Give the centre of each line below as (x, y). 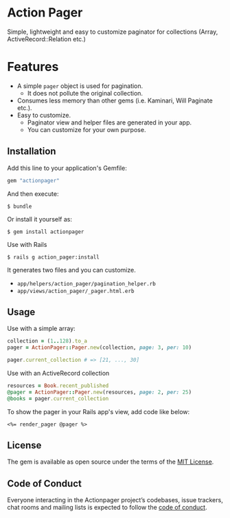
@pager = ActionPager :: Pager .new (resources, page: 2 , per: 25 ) (100, 392)
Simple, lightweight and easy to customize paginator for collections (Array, (113, 32)
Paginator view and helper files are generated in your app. (110, 122)
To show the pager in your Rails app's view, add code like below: (99, 411)
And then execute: (33, 193)
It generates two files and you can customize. (71, 270)
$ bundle (20, 206)
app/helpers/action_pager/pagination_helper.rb (86, 283)
